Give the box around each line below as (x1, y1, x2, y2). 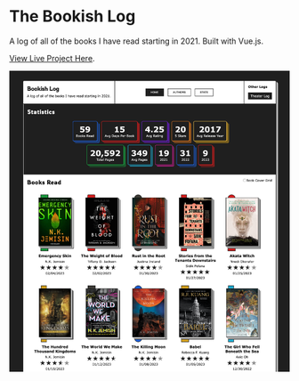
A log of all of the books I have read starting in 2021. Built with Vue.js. (9, 36, 264, 46)
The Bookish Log (9, 6, 136, 27)
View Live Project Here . (9, 53, 95, 63)
